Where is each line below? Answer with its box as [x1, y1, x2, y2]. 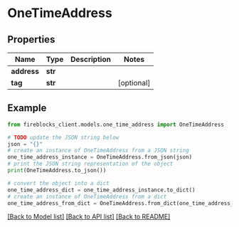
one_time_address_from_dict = [7, 199, 97, 207]
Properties [7, 33, 55, 46]
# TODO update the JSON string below [7, 134, 119, 141]
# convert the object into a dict [7, 179, 110, 186]
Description [70, 55, 112, 64]
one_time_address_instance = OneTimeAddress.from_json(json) [7, 154, 193, 161]
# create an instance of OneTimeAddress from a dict [7, 193, 167, 200]
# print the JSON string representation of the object [7, 160, 174, 168]
